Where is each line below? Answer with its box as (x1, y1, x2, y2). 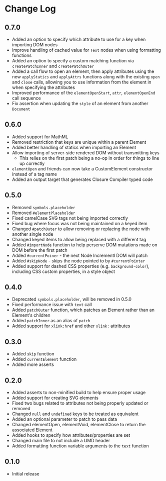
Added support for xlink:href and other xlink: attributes (11, 323, 130, 329)
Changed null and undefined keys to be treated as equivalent (11, 411, 138, 417)
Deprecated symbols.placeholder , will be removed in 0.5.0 (11, 296, 132, 302)
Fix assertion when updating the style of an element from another (11, 101, 148, 106)
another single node (11, 231, 53, 237)
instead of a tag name (11, 171, 57, 177)
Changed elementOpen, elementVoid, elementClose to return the (11, 422, 146, 428)
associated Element (11, 427, 53, 433)
